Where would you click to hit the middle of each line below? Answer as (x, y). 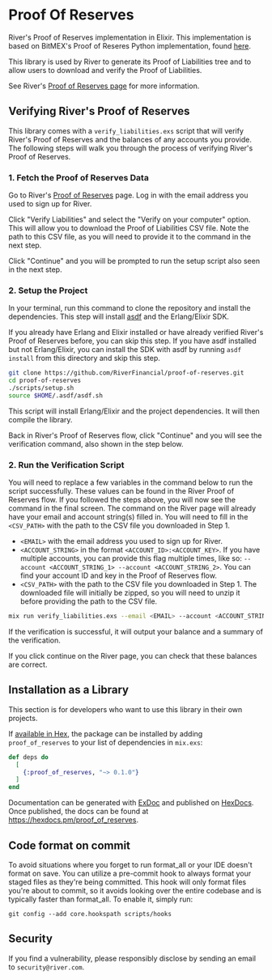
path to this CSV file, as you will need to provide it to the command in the (130, 237)
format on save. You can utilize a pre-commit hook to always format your (130, 874)
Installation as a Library (69, 690)
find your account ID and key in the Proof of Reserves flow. (118, 575)
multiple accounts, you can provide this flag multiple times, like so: (131, 558)
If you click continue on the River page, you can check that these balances (133, 656)
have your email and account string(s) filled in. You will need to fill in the (128, 517)
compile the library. (40, 419)
